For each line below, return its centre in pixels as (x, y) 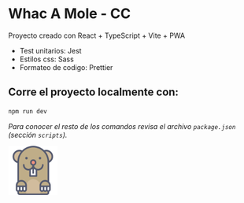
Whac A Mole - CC (70, 14)
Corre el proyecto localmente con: (94, 92)
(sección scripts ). (38, 135)
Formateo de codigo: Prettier (66, 67)
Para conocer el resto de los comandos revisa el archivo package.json (122, 126)
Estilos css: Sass (47, 59)
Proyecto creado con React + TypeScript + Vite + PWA (97, 35)
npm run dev (28, 111)
